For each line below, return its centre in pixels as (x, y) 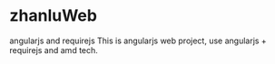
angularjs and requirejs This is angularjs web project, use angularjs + (138, 41)
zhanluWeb (54, 16)
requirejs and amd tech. (54, 50)
